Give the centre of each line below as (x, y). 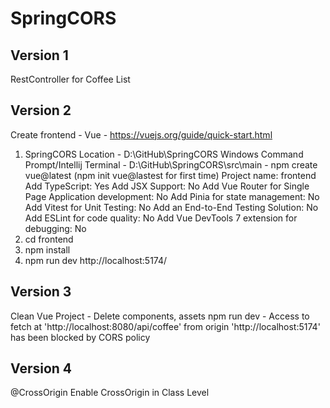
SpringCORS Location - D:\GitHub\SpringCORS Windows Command (164, 154)
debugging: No (55, 228)
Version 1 (39, 55)
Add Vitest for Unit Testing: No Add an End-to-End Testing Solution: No (171, 207)
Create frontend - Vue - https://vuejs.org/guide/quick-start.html (141, 134)
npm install (47, 249)
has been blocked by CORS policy (80, 337)
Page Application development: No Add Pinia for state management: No (172, 196)
